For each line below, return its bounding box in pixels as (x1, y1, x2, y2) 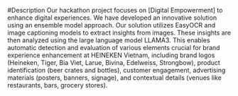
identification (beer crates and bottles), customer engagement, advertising (7, 66, 226, 74)
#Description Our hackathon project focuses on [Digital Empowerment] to (7, 6, 223, 14)
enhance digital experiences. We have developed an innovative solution (7, 13, 217, 22)
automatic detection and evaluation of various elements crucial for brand (7, 44, 220, 52)
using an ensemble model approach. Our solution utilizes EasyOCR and (7, 21, 216, 29)
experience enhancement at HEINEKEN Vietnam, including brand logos (7, 51, 215, 59)
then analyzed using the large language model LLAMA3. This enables (7, 36, 211, 44)
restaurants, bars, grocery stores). (7, 81, 108, 89)
